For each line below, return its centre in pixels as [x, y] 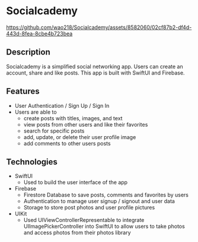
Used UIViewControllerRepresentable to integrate [84, 220]
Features [23, 91]
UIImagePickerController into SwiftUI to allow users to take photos [104, 227]
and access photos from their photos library [77, 233]
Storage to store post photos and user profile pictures [89, 208]
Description [28, 52]
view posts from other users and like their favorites [86, 124]
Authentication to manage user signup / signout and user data [99, 201]
